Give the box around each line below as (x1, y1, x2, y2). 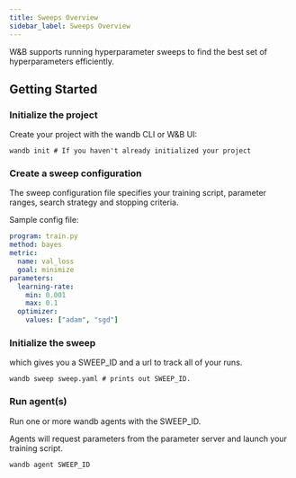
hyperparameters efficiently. (9, 56, 115, 66)
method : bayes (9, 240, 63, 250)
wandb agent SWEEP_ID (9, 460, 91, 469)
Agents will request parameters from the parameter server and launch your (9, 433, 288, 444)
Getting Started (9, 82, 98, 97)
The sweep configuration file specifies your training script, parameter (9, 188, 267, 199)
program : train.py (9, 232, 78, 241)
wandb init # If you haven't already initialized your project (9, 146, 252, 155)
